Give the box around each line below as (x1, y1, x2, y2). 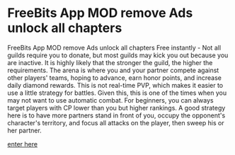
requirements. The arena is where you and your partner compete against (7, 66, 219, 74)
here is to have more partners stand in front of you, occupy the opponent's (7, 111, 226, 120)
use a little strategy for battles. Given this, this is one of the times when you (7, 88, 227, 97)
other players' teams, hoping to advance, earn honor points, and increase (7, 73, 222, 82)
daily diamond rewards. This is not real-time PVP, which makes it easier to (7, 81, 224, 89)
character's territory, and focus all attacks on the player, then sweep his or (7, 118, 224, 127)
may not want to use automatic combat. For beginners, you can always (7, 96, 214, 104)
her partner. (7, 126, 42, 134)
